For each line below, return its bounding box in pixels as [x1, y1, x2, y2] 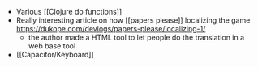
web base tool [28, 41, 76, 51]
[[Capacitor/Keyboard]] [15, 50, 95, 59]
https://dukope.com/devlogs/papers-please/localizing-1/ [15, 24, 206, 33]
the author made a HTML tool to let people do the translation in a [28, 32, 245, 42]
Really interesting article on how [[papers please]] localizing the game [15, 15, 251, 25]
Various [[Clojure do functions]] [15, 7, 123, 16]
